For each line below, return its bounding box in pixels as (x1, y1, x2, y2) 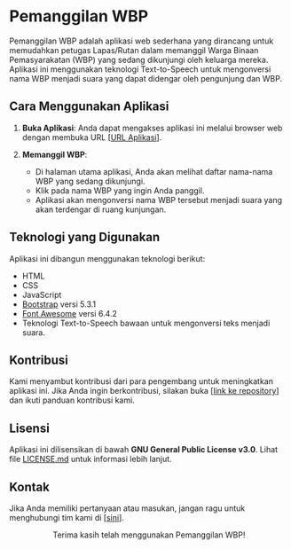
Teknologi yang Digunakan (9, 230, 161, 245)
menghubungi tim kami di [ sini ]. (9, 513, 124, 522)
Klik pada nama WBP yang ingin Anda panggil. (35, 184, 205, 196)
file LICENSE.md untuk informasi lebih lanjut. (9, 454, 172, 465)
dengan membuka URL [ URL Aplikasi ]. (21, 131, 162, 143)
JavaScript (21, 289, 62, 300)
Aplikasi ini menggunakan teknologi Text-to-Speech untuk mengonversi (9, 64, 271, 75)
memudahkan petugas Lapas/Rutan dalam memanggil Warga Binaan (9, 44, 259, 55)
